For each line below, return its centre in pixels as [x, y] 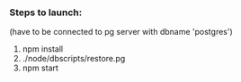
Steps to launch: [46, 12]
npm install [43, 49]
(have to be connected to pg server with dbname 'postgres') [121, 32]
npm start [40, 68]
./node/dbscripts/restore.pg [74, 59]
